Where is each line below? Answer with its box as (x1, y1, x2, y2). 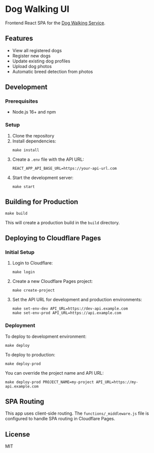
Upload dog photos (12, 63, 52, 69)
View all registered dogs (12, 47, 62, 53)
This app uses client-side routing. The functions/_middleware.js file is (5, 410, 150, 416)
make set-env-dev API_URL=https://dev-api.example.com (12, 306, 128, 311)
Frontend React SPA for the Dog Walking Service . (5, 20, 105, 26)
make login (12, 269, 35, 275)
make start (12, 184, 35, 189)
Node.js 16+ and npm (12, 109, 56, 115)
